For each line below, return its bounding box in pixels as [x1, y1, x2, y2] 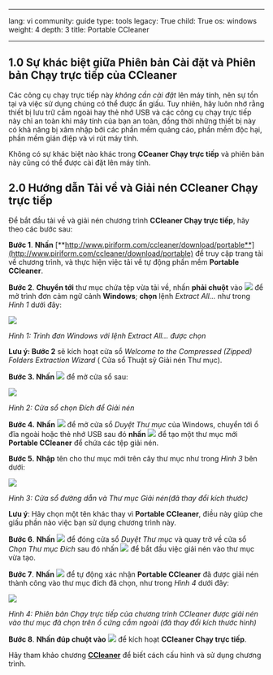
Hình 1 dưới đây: [8, 300, 63, 309]
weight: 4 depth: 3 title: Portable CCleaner [8, 25, 149, 34]
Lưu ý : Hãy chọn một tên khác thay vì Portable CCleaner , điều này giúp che [8, 508, 263, 518]
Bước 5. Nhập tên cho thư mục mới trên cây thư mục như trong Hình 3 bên [8, 453, 258, 463]
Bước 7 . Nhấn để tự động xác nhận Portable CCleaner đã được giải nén [8, 569, 259, 579]
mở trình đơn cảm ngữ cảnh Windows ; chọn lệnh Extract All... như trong [8, 291, 250, 301]
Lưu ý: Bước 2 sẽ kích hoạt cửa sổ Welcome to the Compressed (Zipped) [8, 346, 253, 356]
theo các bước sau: [8, 224, 73, 234]
